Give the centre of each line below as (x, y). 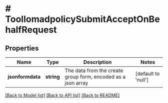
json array (76, 83)
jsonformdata (24, 77)
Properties (22, 48)
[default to (147, 74)
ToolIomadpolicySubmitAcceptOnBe (82, 19)
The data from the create (94, 70)
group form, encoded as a (95, 77)
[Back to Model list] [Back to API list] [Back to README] (62, 95)
